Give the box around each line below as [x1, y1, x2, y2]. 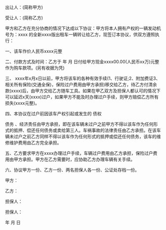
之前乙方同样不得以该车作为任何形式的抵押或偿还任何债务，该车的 [22, 134, 157, 139]
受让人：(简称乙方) [5, 15, 43, 21]
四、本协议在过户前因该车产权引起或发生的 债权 [5, 111, 102, 116]
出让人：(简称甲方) [5, 4, 43, 10]
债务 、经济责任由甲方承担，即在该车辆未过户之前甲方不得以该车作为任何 [5, 121, 154, 127]
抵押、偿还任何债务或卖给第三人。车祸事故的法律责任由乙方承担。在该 [13, 128, 157, 133]
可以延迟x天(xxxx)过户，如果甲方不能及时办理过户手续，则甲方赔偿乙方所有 [5, 94, 159, 100]
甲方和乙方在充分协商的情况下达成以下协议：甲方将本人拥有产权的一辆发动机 [5, 25, 161, 31]
